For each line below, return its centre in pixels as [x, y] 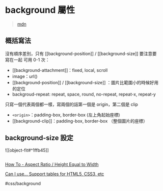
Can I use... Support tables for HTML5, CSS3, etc [55, 174]
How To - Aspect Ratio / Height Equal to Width [52, 164]
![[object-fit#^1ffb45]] [27, 150]
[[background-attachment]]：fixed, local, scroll [60, 70]
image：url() [25, 76]
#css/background [23, 183]
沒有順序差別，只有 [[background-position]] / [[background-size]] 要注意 [79, 53]
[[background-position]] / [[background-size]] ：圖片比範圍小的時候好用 [85, 82]
